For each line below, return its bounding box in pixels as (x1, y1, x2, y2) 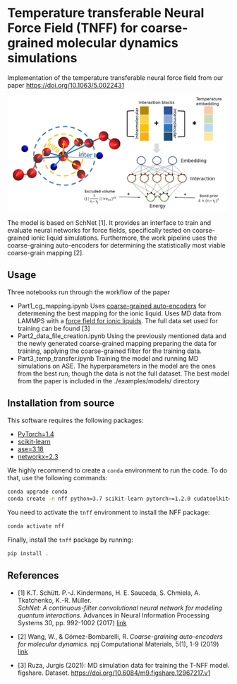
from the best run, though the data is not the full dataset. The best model (17, 369, 230, 378)
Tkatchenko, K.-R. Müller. (17, 596, 92, 604)
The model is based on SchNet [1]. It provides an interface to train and (7, 218, 212, 227)
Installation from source (7, 398, 115, 410)
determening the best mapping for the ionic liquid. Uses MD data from (17, 309, 221, 318)
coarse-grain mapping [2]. (7, 248, 85, 257)
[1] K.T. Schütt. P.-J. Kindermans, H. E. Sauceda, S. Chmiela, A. (17, 589, 201, 597)
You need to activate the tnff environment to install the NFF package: (7, 508, 210, 517)
